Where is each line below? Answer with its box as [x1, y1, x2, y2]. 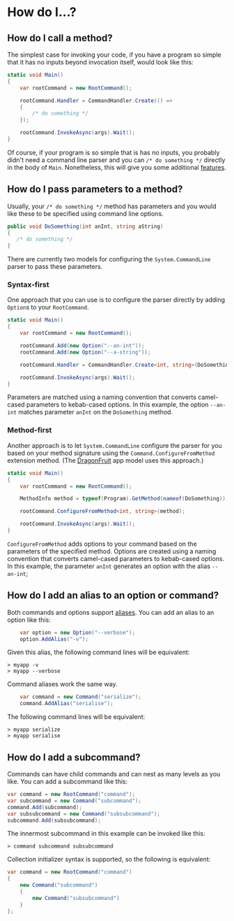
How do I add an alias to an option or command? [7, 590, 219, 602]
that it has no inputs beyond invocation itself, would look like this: [7, 58, 194, 66]
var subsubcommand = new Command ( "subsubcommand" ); [7, 810, 160, 818]
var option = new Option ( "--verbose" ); [19, 629, 136, 636]
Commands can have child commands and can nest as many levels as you [7, 770, 221, 778]
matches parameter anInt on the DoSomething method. [18, 408, 173, 416]
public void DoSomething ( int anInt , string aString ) [7, 223, 164, 230]
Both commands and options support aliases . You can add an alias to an [7, 608, 214, 616]
